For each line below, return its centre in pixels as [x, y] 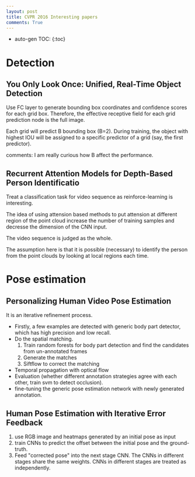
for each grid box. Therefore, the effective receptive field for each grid [91, 114]
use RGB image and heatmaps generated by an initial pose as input [95, 437]
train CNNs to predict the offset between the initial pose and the [91, 443]
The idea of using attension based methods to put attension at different [92, 214]
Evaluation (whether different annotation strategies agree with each [95, 376]
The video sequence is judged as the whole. [59, 238]
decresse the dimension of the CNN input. [57, 227]
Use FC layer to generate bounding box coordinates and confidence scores [97, 108]
